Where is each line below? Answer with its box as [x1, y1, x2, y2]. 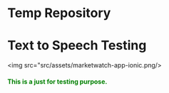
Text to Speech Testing [7, 38, 147, 54]
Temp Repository [7, 5, 111, 21]
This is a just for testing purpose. [7, 77, 108, 86]
